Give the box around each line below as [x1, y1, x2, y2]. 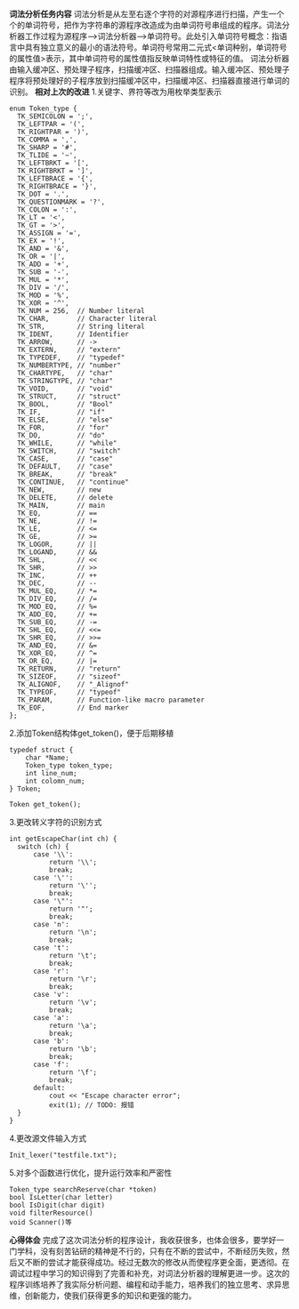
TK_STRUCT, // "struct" [17, 392, 122, 401]
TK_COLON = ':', [17, 205, 77, 214]
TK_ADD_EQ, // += [17, 610, 98, 619]
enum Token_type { [9, 104, 77, 113]
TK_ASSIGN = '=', [17, 229, 82, 237]
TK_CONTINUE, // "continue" [17, 478, 129, 486]
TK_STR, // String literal [17, 322, 145, 331]
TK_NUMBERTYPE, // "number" [17, 361, 122, 370]
